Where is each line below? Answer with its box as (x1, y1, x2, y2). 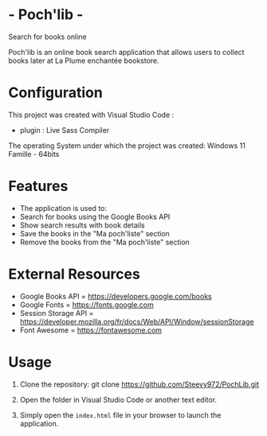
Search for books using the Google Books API (19, 212, 171, 221)
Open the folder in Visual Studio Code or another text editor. (19, 395, 218, 404)
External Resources (8, 265, 141, 283)
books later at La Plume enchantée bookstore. (8, 56, 159, 65)
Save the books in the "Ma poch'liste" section (19, 228, 170, 238)
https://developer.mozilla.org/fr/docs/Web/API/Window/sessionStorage (19, 317, 254, 326)
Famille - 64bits (8, 149, 60, 158)
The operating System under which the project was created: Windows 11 (8, 141, 245, 150)
